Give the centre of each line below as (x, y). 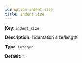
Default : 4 (15, 56)
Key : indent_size (22, 28)
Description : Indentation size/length (41, 37)
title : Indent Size (25, 14)
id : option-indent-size (29, 9)
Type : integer (19, 47)
